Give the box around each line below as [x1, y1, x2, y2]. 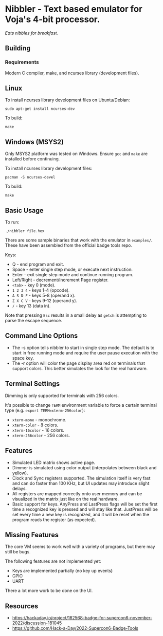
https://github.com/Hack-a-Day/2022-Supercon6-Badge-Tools [12, 625, 139, 631]
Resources [5, 602, 38, 610]
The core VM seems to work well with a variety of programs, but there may [5, 544, 155, 549]
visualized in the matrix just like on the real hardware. [12, 496, 119, 502]
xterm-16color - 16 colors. [12, 427, 65, 433]
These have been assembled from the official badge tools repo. [5, 242, 132, 248]
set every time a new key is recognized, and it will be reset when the [12, 511, 149, 517]
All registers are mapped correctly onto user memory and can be [12, 490, 143, 497]
